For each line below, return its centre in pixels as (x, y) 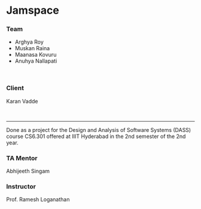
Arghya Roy (29, 42)
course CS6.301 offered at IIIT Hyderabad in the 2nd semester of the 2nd (96, 136)
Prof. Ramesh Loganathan (38, 199)
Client (15, 88)
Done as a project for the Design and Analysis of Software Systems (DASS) (99, 130)
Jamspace (33, 10)
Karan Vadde (22, 101)
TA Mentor (22, 158)
